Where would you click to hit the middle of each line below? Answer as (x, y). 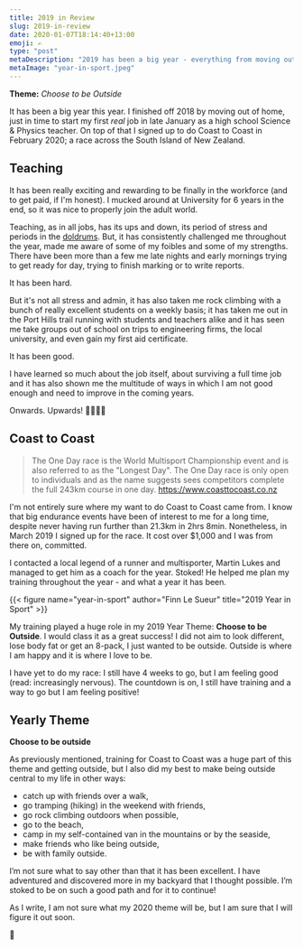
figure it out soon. (42, 917)
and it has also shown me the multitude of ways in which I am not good (141, 383)
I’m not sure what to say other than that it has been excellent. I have (135, 871)
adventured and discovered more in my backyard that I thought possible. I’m (151, 880)
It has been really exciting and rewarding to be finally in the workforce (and (149, 190)
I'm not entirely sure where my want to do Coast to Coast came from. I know (151, 507)
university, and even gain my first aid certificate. (99, 339)
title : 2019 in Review (52, 18)
